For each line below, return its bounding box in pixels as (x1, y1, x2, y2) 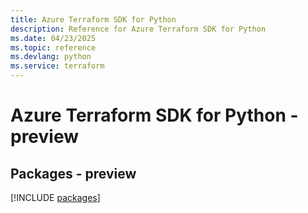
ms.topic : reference (10, 42, 97, 53)
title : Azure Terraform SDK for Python (10, 14, 177, 25)
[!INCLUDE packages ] (10, 192, 101, 203)
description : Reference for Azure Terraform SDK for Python (10, 24, 267, 34)
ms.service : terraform (10, 61, 105, 71)
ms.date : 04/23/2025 (10, 33, 97, 43)
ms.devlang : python (10, 52, 92, 62)
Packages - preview (10, 165, 137, 182)
